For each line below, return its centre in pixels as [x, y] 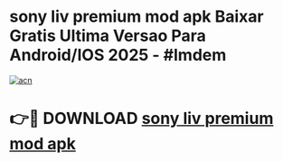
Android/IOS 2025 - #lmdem [118, 55]
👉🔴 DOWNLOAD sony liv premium [141, 119]
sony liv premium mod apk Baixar [137, 17]
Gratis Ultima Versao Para [108, 36]
